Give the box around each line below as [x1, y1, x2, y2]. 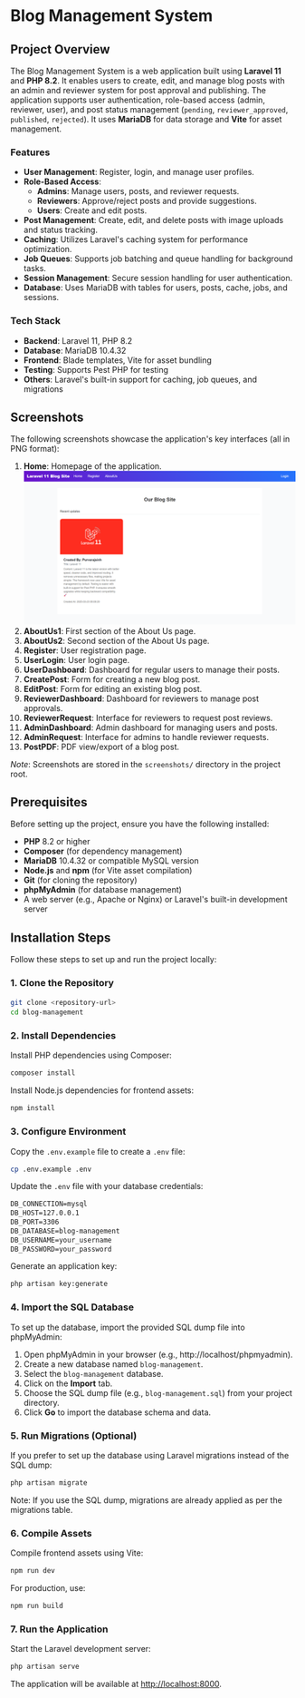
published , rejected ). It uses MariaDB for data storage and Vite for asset [10, 114, 282, 124]
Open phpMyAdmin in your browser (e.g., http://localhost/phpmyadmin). [23, 1349, 293, 1360]
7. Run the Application [10, 1623, 109, 1635]
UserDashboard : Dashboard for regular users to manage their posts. [23, 664, 280, 675]
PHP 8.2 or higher [23, 836, 91, 847]
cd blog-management [10, 1008, 84, 1017]
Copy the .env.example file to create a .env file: [10, 1146, 186, 1156]
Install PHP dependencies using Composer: [10, 1049, 173, 1061]
